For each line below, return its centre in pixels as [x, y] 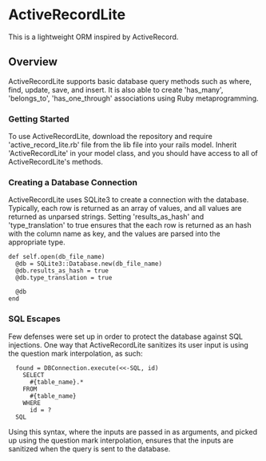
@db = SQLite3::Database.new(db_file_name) [89, 264]
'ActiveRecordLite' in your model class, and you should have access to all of [133, 153]
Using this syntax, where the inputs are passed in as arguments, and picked [133, 431]
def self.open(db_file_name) [57, 257]
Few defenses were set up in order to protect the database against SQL [126, 336]
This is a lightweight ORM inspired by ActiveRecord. [93, 37]
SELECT [34, 375]
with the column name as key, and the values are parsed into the [115, 234]
